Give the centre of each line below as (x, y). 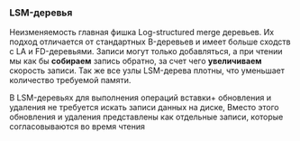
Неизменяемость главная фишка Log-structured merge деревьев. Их (142, 33)
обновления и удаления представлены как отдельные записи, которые (146, 117)
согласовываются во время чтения (77, 127)
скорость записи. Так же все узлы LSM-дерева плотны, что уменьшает (147, 70)
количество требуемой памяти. (70, 80)
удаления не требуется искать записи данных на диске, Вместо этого (144, 108)
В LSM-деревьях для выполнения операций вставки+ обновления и (141, 98)
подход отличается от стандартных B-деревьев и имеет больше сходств (150, 42)
